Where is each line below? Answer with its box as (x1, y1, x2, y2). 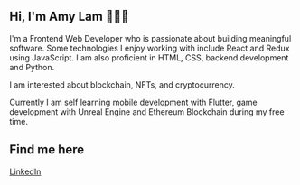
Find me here (9, 142, 85, 158)
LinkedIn (9, 166, 42, 177)
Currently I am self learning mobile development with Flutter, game (9, 97, 258, 107)
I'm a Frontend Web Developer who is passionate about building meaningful (9, 32, 292, 43)
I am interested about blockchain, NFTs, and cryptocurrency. (9, 79, 235, 90)
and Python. (9, 61, 55, 72)
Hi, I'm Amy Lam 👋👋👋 (9, 9, 129, 24)
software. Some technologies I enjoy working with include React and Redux (9, 42, 290, 53)
